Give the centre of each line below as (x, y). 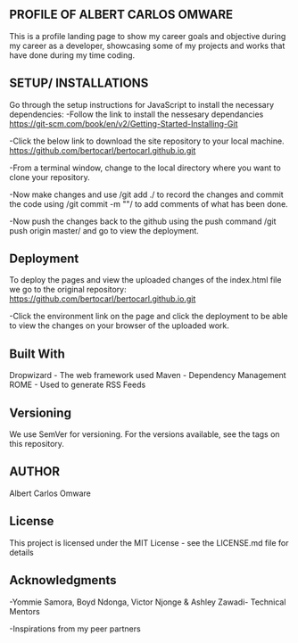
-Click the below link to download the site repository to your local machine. (147, 141)
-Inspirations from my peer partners (75, 629)
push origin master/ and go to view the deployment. (104, 230)
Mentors (25, 611)
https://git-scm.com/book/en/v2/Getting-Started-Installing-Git (124, 123)
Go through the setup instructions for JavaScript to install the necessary (142, 104)
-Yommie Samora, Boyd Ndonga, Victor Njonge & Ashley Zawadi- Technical (148, 602)
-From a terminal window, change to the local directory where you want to (145, 168)
